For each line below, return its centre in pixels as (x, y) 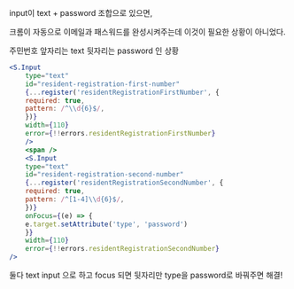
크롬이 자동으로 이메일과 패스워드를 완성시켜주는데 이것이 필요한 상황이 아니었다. (147, 32)
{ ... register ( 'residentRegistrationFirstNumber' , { (122, 92)
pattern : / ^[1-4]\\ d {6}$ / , (75, 199)
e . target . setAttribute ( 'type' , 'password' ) (107, 224)
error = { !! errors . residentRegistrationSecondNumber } (122, 249)
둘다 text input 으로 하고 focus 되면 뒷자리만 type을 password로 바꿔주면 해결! (146, 275)
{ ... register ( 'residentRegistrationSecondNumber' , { (124, 183)
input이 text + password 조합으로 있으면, (81, 13)
